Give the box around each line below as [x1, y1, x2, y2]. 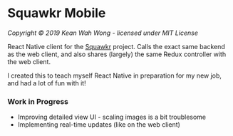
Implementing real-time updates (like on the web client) [17, 120, 180, 129]
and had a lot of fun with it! [7, 78, 87, 87]
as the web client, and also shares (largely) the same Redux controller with [7, 50, 227, 58]
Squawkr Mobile [7, 5, 106, 21]
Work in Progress [7, 96, 69, 106]
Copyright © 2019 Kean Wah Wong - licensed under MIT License [7, 28, 198, 37]
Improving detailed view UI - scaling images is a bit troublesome [17, 113, 207, 122]
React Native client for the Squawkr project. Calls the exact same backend [7, 42, 226, 51]
